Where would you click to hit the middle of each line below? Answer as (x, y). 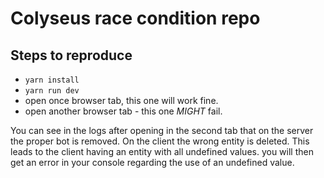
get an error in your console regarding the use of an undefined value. (152, 162)
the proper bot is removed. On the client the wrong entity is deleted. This (160, 141)
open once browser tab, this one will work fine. (121, 100)
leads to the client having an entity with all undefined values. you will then (162, 151)
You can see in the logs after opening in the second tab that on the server (162, 130)
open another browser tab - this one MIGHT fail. (123, 111)
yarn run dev (52, 91)
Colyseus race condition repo (135, 18)
